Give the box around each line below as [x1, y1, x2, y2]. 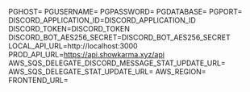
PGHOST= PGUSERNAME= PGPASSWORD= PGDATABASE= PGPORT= [8, 7, 243, 16]
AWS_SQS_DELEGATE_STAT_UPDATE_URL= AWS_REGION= [8, 67, 207, 76]
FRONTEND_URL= [8, 76, 69, 85]
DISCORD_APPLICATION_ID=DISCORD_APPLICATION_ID [8, 15, 196, 25]
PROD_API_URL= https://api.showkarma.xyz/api [8, 50, 165, 59]
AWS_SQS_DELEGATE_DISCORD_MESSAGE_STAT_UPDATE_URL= [8, 58, 226, 68]
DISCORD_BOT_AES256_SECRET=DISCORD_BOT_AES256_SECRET [8, 32, 231, 42]
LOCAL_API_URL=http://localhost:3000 [8, 41, 139, 51]
